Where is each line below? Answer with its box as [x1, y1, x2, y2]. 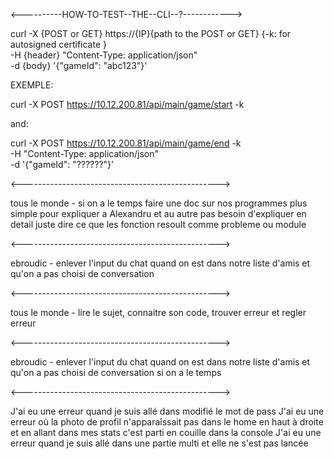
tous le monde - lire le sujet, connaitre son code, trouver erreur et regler [10, 307, 307, 318]
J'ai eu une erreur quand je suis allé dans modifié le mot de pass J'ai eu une [10, 405, 325, 417]
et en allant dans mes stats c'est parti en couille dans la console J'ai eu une [10, 427, 322, 438]
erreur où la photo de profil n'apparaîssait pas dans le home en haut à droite [10, 416, 324, 428]
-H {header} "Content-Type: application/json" [10, 49, 198, 61]
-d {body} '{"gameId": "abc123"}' [10, 60, 148, 71]
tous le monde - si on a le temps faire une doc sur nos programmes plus [10, 197, 308, 209]
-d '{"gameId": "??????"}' [10, 159, 115, 170]
